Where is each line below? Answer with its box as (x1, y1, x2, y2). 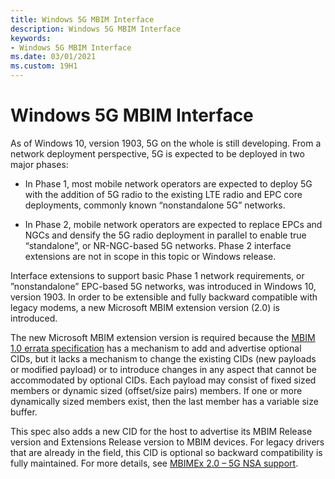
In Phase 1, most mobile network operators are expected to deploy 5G (24, 177, 313, 190)
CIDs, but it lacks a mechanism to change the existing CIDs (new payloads (10, 352, 317, 365)
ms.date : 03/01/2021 (10, 52, 97, 62)
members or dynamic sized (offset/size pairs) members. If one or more (10, 384, 303, 396)
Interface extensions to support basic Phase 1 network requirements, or (10, 269, 305, 281)
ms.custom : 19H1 (10, 61, 78, 71)
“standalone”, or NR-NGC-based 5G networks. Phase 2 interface (24, 239, 292, 251)
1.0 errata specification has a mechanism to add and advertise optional (10, 342, 302, 354)
